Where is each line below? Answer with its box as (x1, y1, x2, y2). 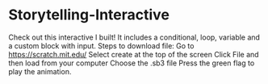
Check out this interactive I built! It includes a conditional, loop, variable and (8, 32, 261, 42)
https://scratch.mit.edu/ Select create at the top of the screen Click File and (8, 49, 260, 59)
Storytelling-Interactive (8, 6, 170, 24)
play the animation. (8, 66, 72, 76)
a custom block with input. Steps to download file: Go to (8, 40, 195, 50)
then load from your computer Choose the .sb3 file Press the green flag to (8, 58, 255, 68)
